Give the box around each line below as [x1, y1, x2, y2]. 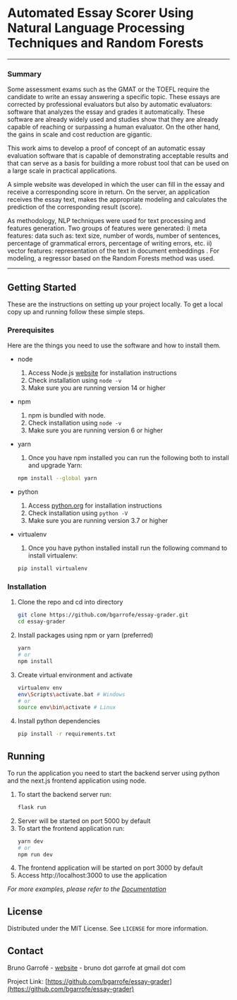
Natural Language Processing [7, 20, 185, 36]
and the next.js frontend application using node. [7, 776, 147, 785]
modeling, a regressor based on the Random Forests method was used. [7, 254, 215, 263]
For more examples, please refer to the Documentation [7, 885, 167, 893]
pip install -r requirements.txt [17, 730, 116, 737]
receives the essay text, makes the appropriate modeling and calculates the [7, 195, 227, 204]
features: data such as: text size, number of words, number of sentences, [7, 231, 221, 240]
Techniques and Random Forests [7, 35, 204, 51]
